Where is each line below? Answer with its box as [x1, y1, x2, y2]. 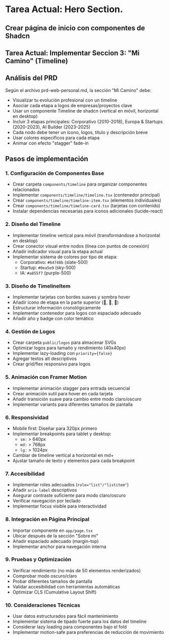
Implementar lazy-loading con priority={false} [12, 350, 112, 356]
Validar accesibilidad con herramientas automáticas [12, 583, 120, 589]
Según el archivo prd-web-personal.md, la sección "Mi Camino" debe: [5, 87, 151, 93]
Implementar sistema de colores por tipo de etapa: [12, 254, 118, 260]
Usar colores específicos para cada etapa [12, 134, 100, 141]
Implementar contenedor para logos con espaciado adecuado [12, 310, 141, 316]
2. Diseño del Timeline [5, 221, 61, 228]
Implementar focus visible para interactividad [12, 503, 107, 509]
